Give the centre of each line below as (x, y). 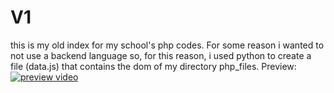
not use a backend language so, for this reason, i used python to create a (161, 55)
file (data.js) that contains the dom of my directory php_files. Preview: (153, 66)
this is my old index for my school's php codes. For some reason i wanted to (167, 45)
